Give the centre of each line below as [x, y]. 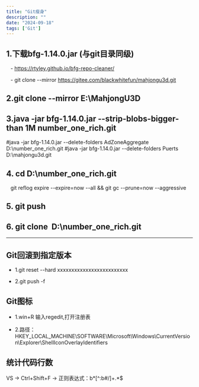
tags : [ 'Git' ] [24, 28]
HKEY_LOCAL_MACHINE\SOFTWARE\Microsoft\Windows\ [85, 336]
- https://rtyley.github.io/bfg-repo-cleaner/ [62, 68]
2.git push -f [30, 281]
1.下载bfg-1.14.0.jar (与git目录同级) [70, 54]
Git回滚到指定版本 [39, 255]
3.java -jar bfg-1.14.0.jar [51, 118]
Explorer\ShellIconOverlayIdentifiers [64, 342]
